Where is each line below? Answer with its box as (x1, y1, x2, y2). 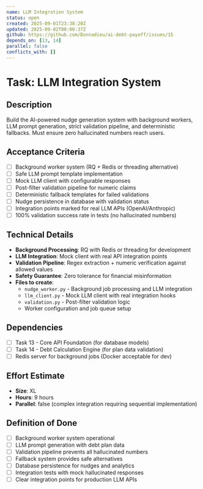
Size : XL (15, 387, 37, 395)
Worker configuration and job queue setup (24, 304, 131, 312)
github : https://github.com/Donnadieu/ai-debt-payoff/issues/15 (6, 32, 174, 38)
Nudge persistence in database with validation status (15, 198, 149, 205)
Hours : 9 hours (15, 393, 54, 401)
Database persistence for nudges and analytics (15, 461, 135, 469)
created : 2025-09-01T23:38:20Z (6, 20, 86, 26)
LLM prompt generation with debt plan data (15, 441, 125, 449)
